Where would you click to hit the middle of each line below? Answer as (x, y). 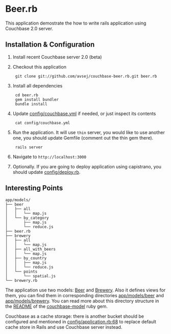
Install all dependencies (38, 85)
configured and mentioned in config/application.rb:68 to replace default (81, 321)
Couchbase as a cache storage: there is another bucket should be (75, 316)
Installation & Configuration (50, 45)
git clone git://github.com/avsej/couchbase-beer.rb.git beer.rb (86, 76)
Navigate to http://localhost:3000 (50, 157)
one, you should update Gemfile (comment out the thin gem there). (83, 138)
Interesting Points (34, 188)
